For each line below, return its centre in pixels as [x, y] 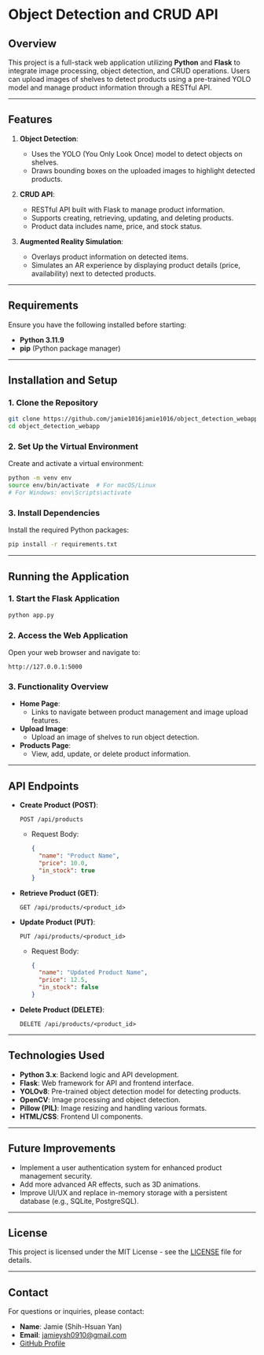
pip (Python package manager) [70, 348]
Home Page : [40, 704]
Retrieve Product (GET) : [59, 893]
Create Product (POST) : [59, 805]
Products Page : [45, 746]
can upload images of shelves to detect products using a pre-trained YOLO [130, 79]
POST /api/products [51, 820]
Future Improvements [62, 1148]
